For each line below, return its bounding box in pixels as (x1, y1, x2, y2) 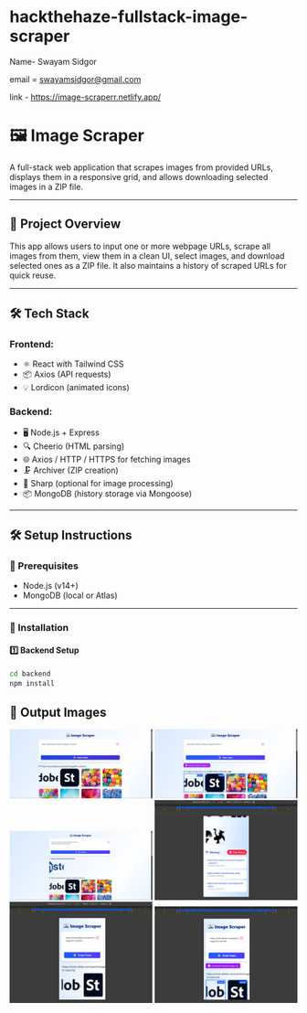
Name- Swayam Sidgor (9, 56, 98, 67)
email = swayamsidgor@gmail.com (9, 73, 142, 84)
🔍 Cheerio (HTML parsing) (22, 441, 125, 452)
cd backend (9, 669, 51, 678)
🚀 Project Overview (9, 217, 122, 232)
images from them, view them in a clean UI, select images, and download (9, 250, 285, 261)
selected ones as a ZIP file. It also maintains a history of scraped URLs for (9, 260, 288, 271)
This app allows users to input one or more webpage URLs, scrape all (9, 240, 271, 251)
